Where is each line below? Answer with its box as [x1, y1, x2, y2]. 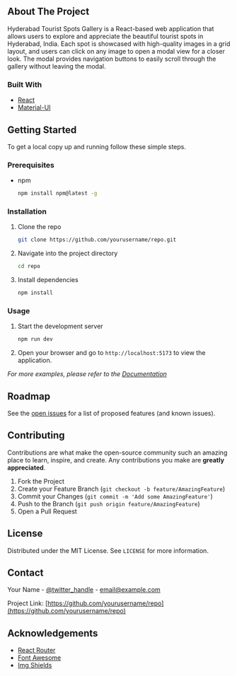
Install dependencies [17, 276, 79, 284]
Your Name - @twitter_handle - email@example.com [7, 585, 161, 594]
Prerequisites [7, 160, 54, 170]
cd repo [17, 263, 40, 270]
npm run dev [17, 336, 53, 343]
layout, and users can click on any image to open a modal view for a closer [7, 47, 225, 55]
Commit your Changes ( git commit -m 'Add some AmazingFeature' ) [17, 491, 214, 501]
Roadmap [7, 390, 51, 402]
